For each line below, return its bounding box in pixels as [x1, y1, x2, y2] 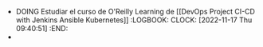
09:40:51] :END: [15, 24, 69, 33]
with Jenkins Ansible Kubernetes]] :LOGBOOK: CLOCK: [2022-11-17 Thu [15, 15, 253, 25]
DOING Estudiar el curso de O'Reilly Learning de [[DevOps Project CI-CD [15, 7, 255, 16]
